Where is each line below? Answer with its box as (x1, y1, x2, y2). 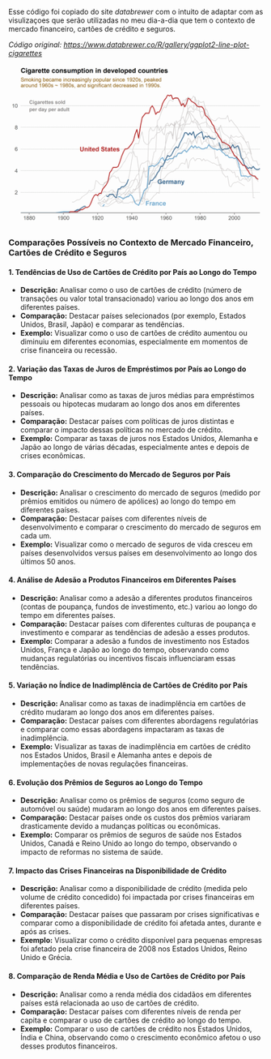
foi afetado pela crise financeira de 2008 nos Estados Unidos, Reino (19, 944, 248, 954)
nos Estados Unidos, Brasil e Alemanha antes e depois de (19, 750, 213, 760)
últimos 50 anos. (19, 556, 76, 566)
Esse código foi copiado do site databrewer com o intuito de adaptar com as (8, 7, 264, 16)
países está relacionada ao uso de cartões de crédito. (19, 997, 200, 1008)
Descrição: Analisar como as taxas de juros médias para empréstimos (19, 391, 255, 401)
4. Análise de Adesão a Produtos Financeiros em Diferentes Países (8, 575, 237, 585)
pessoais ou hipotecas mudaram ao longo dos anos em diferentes (19, 399, 240, 409)
